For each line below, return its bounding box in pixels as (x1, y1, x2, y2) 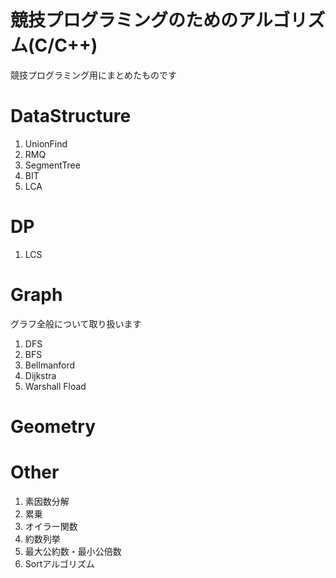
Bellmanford (24, 359, 76, 371)
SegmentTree (24, 159, 81, 171)
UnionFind (24, 137, 68, 150)
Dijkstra (24, 369, 57, 381)
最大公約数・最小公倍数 (24, 545, 122, 557)
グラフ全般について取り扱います (10, 317, 142, 330)
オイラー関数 (24, 520, 78, 532)
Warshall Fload (24, 380, 87, 392)
